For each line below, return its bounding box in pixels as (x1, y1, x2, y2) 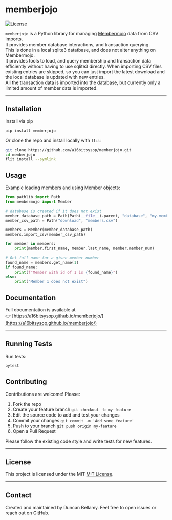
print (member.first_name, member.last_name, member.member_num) (14, 246, 155, 252)
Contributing (5, 378, 47, 386)
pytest (5, 363, 19, 368)
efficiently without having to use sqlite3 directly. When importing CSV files (5, 63, 162, 69)
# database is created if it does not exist (5, 209, 102, 214)
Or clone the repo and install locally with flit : (5, 137, 102, 143)
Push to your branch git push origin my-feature (12, 423, 117, 429)
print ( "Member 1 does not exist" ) (14, 279, 88, 284)
